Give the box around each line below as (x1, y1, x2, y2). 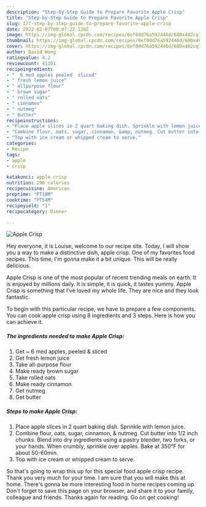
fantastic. (6, 293, 30, 301)
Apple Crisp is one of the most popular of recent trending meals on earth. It (6, 274, 197, 281)
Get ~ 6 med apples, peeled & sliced (15, 348, 107, 355)
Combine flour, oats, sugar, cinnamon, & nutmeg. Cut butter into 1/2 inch (15, 430, 198, 437)
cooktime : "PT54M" (6, 197, 53, 203)
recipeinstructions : (6, 117, 59, 123)
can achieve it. (6, 319, 44, 326)
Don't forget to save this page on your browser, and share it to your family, (6, 487, 194, 495)
